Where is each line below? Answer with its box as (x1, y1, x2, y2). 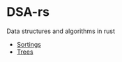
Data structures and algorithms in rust (6, 27, 116, 35)
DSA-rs (6, 4, 50, 20)
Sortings (16, 40, 41, 48)
